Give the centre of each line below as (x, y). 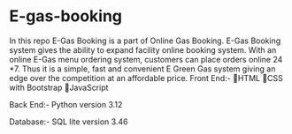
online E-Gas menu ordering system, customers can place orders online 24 (146, 59)
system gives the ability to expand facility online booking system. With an (143, 49)
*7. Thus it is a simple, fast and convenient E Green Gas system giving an (142, 69)
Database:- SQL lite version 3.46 (69, 122)
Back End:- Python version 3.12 (66, 104)
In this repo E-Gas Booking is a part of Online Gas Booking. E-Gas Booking (145, 41)
